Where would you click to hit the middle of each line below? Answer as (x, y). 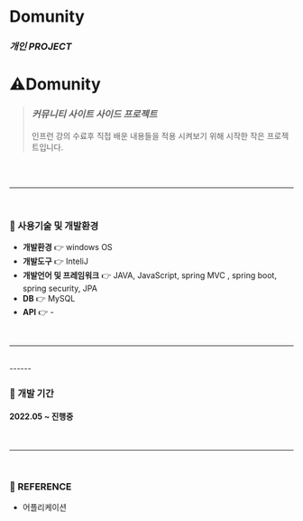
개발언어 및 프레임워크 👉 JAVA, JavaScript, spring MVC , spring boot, (150, 275)
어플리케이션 (45, 507)
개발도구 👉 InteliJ (55, 261)
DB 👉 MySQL (49, 298)
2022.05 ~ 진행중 (41, 416)
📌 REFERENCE (41, 487)
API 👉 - (38, 312)
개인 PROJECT (41, 47)
